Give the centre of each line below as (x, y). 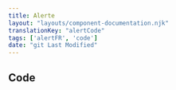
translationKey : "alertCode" (57, 30)
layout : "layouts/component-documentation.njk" (89, 23)
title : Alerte (32, 16)
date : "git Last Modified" (53, 45)
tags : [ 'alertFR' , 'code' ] (53, 38)
